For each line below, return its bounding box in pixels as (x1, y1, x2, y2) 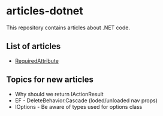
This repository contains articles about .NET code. (6, 24, 131, 31)
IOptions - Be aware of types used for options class (14, 103, 143, 110)
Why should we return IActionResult (14, 90, 104, 97)
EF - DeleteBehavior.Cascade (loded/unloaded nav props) (14, 97, 158, 104)
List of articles (6, 41, 61, 51)
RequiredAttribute (14, 57, 59, 64)
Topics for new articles (6, 75, 94, 85)
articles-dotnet (6, 4, 84, 18)
